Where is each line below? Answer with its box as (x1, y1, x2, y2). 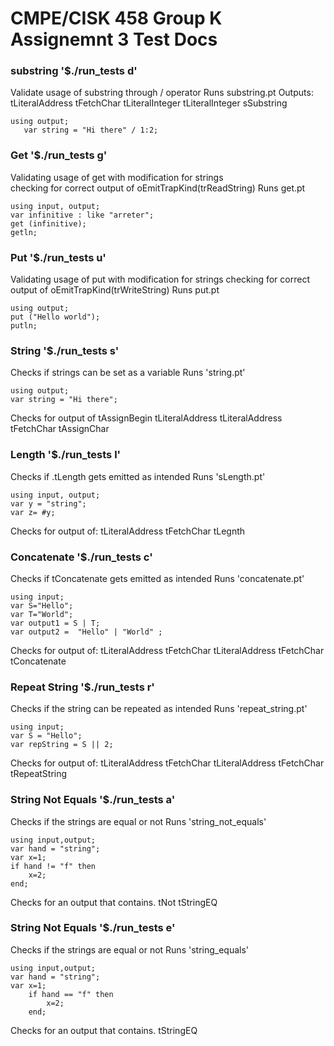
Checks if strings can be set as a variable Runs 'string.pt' (10, 367, 246, 379)
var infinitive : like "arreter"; (10, 210, 155, 220)
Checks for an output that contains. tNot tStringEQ (10, 896, 218, 908)
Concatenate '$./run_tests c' (10, 550, 153, 564)
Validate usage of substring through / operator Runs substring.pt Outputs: (10, 87, 314, 99)
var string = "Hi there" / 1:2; (23, 125, 159, 136)
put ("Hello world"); (10, 312, 101, 322)
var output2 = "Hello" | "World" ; (10, 627, 163, 637)
